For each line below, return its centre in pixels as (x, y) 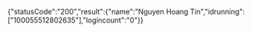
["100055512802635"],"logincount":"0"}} (76, 20)
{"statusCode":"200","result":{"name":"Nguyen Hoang (98, 12)
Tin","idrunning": (217, 12)
